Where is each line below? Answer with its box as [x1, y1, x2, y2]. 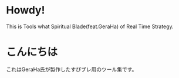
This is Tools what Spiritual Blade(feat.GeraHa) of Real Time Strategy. [6, 23, 174, 30]
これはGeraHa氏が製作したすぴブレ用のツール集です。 [6, 66, 137, 73]
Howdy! [6, 4, 45, 17]
